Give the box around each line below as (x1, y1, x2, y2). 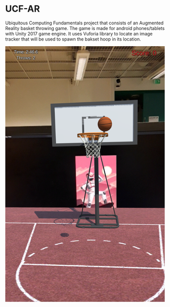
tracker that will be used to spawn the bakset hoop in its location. (5, 36, 141, 42)
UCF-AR (5, 3, 40, 15)
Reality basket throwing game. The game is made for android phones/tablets (5, 25, 165, 31)
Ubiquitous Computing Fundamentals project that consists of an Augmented (5, 20, 164, 26)
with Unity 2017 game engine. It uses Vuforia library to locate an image (5, 30, 153, 37)
